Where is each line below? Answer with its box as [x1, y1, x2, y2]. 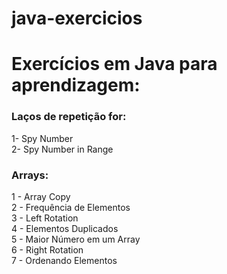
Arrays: [11, 168, 49, 182]
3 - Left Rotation [11, 212, 79, 224]
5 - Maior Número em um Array [11, 233, 141, 245]
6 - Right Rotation [11, 243, 84, 256]
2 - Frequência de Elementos [11, 201, 131, 213]
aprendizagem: [11, 74, 141, 97]
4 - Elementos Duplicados [11, 222, 119, 234]
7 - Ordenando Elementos [11, 254, 118, 266]
